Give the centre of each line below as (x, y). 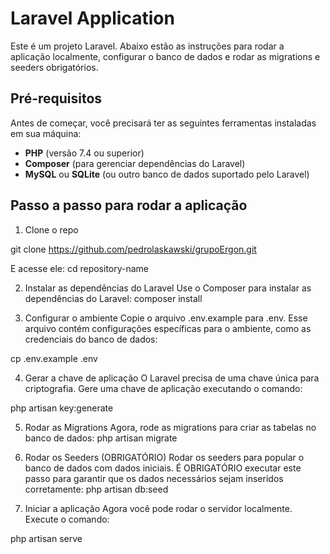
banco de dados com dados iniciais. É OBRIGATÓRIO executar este (163, 468)
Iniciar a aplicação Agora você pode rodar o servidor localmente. (158, 508)
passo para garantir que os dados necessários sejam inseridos (154, 478)
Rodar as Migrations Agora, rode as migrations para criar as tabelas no (170, 427)
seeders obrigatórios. (54, 67)
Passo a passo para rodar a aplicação (129, 205)
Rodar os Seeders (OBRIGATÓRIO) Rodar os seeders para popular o (164, 457)
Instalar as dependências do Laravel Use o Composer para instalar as (168, 288)
